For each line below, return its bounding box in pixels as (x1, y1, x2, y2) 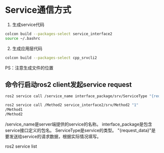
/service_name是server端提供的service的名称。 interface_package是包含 (5, 121, 152, 127)
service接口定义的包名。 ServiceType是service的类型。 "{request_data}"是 (5, 127, 156, 133)
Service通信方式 (5, 4, 72, 16)
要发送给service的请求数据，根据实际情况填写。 (5, 133, 102, 139)
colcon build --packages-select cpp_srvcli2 (5, 55, 97, 60)
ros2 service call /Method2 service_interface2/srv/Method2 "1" (5, 102, 139, 108)
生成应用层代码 (12, 45, 42, 51)
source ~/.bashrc (5, 36, 41, 41)
